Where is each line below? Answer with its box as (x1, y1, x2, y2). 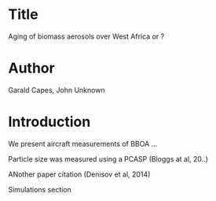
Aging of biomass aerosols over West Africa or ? (8, 32, 165, 41)
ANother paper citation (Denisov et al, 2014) (8, 169, 151, 179)
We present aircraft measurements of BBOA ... (8, 139, 158, 148)
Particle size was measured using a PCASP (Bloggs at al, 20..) (8, 154, 209, 163)
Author (8, 59, 55, 77)
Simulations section (8, 184, 72, 194)
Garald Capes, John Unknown (8, 85, 105, 95)
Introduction (8, 113, 91, 131)
